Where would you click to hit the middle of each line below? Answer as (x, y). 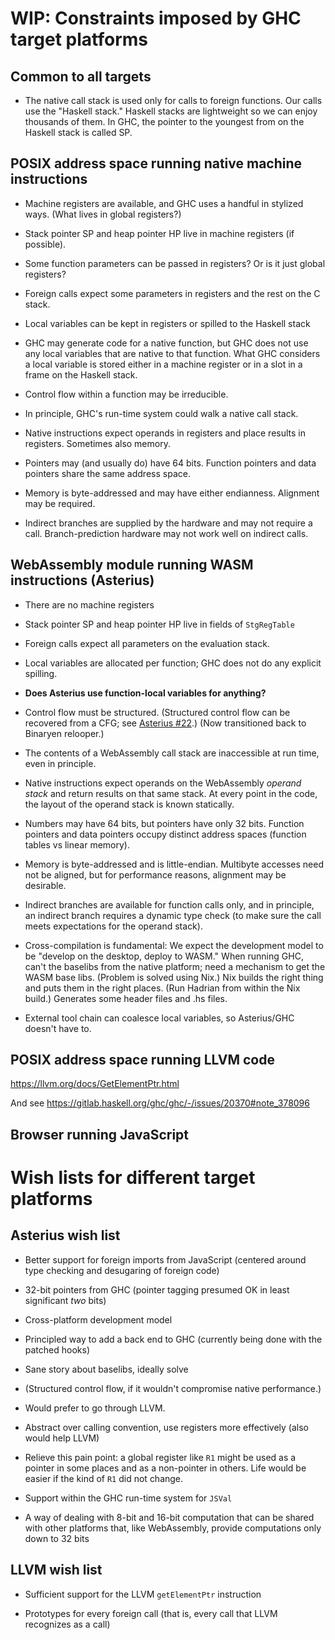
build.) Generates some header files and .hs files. (126, 998)
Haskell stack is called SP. (78, 132)
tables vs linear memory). (77, 844)
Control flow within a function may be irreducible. (126, 394)
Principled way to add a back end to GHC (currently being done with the (173, 1339)
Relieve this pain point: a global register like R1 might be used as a (160, 1457)
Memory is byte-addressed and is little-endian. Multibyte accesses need (174, 864)
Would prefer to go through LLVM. (95, 1408)
